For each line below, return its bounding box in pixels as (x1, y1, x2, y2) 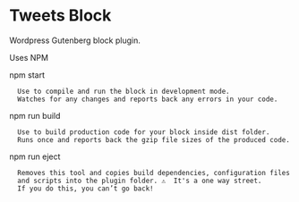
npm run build (9, 110, 61, 121)
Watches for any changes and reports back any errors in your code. (17, 95, 278, 104)
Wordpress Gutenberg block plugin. (9, 35, 141, 46)
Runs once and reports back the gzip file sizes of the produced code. (17, 135, 291, 144)
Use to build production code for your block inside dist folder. (17, 127, 270, 137)
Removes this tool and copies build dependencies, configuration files (17, 168, 291, 177)
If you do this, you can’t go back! (17, 184, 154, 193)
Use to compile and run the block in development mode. (17, 87, 230, 96)
